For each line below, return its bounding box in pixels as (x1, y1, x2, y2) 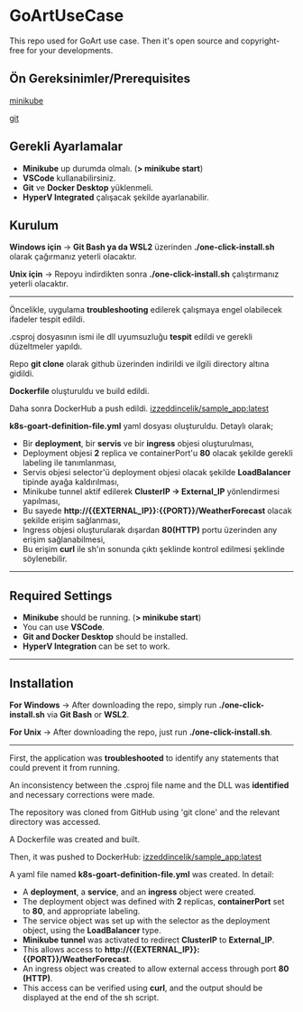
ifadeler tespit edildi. (9, 314, 86, 325)
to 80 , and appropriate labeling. (22, 905, 141, 916)
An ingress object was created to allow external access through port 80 (22, 963, 289, 974)
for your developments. (26, 44, 114, 55)
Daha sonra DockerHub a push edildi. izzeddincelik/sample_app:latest (9, 403, 269, 414)
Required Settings (9, 588, 113, 604)
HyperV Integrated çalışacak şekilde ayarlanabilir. (22, 192, 209, 202)
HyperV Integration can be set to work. (22, 641, 170, 651)
